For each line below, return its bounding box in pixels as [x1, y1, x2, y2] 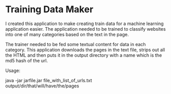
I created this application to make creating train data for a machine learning [5, 20, 164, 27]
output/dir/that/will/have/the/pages [5, 83, 79, 89]
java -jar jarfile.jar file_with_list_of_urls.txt [5, 77, 92, 83]
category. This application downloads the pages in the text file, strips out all [5, 46, 165, 53]
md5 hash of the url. [5, 57, 48, 63]
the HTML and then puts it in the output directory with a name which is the [5, 52, 162, 58]
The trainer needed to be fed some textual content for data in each [5, 41, 146, 47]
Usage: [5, 67, 20, 74]
